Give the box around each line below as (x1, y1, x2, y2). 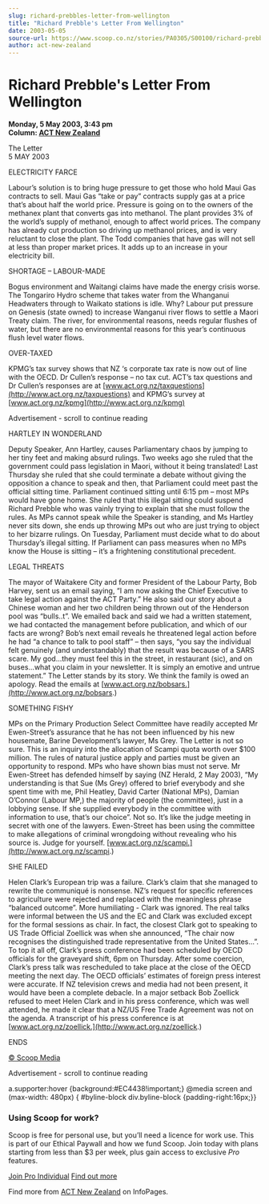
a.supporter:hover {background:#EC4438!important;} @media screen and (8, 1084, 252, 1094)
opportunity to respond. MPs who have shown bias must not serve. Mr (8, 762, 241, 771)
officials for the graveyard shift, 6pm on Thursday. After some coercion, (8, 954, 245, 964)
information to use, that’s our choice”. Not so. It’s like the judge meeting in (8, 813, 251, 822)
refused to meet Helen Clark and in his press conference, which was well (8, 997, 250, 1006)
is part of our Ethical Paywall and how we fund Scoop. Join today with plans (8, 1139, 259, 1149)
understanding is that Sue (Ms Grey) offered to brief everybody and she (8, 778, 246, 788)
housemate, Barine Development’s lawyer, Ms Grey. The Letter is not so (8, 736, 244, 746)
